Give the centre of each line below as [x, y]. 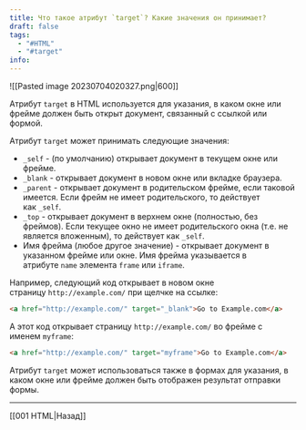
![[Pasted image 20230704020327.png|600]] [94, 86]
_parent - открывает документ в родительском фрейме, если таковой [159, 187]
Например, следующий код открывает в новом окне [112, 282]
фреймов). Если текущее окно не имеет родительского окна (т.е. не [155, 226]
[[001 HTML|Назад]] [48, 415]
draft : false [34, 26]
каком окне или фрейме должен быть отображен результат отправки [145, 380]
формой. [26, 123]
